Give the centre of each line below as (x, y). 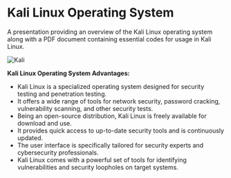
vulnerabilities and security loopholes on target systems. (98, 167)
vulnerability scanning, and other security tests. (85, 108)
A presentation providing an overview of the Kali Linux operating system (110, 32)
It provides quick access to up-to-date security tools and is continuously (121, 130)
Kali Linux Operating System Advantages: (68, 73)
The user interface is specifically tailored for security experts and (110, 145)
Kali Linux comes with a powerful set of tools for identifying (102, 159)
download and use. (45, 123)
